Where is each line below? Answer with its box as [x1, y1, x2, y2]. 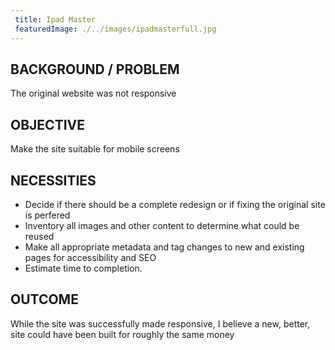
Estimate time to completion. [24, 262, 143, 274]
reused [24, 230, 55, 242]
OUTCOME [10, 291, 79, 308]
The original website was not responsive [10, 87, 177, 100]
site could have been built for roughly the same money [10, 328, 235, 340]
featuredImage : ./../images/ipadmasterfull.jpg [14, 24, 217, 34]
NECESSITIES [10, 172, 97, 189]
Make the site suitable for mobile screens [10, 143, 180, 155]
